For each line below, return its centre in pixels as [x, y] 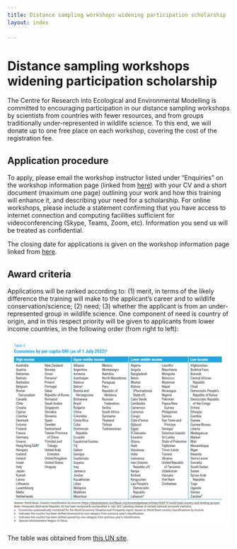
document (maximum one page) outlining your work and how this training [114, 193]
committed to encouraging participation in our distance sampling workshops [118, 108]
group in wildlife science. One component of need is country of [136, 314]
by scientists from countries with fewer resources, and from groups [105, 116]
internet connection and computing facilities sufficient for [91, 216]
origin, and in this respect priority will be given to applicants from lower [111, 321]
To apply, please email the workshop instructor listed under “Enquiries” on [116, 178]
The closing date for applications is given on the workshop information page [118, 244]
